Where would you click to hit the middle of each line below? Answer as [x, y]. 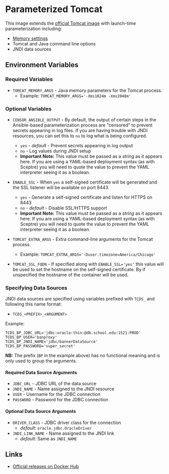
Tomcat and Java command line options [54, 43]
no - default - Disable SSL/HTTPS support [64, 208]
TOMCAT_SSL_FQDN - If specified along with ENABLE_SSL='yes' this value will [88, 264]
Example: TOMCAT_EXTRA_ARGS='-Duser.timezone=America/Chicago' [88, 254]
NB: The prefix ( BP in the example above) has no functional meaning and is [83, 355]
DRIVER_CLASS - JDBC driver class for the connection [67, 423]
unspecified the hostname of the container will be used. [70, 275]
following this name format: [34, 304]
